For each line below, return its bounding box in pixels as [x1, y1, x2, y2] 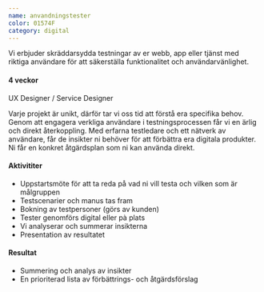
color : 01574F [8, 19, 56, 27]
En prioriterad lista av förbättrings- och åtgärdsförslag [19, 274, 198, 284]
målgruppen [19, 187, 61, 197]
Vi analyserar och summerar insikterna [19, 221, 148, 230]
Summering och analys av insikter [19, 266, 132, 275]
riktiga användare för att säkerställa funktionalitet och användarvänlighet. [8, 57, 250, 66]
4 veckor [8, 75, 38, 85]
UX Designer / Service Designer [8, 93, 114, 102]
